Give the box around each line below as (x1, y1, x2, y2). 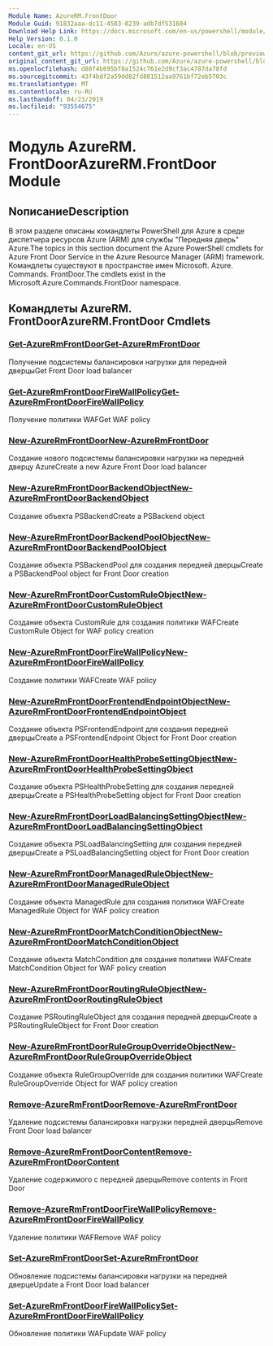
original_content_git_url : (8, 58, 100, 66)
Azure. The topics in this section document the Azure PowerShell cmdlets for (8, 243, 264, 253)
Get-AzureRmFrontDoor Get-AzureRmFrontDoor (8, 338, 201, 350)
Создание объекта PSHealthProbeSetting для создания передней (8, 782, 234, 791)
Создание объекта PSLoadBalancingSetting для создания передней (8, 839, 242, 849)
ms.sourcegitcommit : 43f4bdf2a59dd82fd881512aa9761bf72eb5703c (8, 72, 227, 81)
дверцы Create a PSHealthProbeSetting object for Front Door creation (8, 791, 241, 800)
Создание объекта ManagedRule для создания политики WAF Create (8, 896, 245, 907)
